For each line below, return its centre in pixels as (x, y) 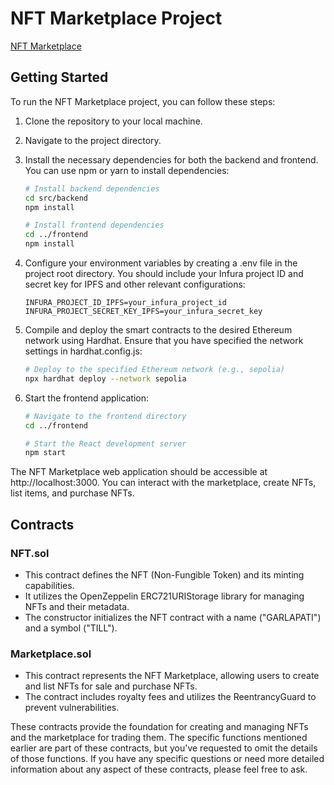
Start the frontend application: (86, 398)
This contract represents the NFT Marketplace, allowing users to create (172, 676)
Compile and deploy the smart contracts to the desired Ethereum (158, 330)
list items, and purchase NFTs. (72, 493)
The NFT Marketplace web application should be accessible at (139, 472)
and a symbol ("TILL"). (71, 628)
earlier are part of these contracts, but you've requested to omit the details (164, 748)
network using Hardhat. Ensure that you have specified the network (164, 340)
